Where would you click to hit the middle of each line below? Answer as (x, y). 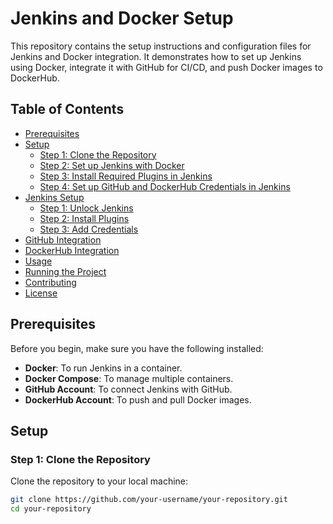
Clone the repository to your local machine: (99, 481)
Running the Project (65, 271)
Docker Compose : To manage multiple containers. (129, 378)
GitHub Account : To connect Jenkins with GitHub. (128, 389)
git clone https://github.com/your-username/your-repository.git (149, 500)
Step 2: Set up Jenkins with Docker (112, 165)
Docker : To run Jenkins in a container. (103, 368)
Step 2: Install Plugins (84, 218)
